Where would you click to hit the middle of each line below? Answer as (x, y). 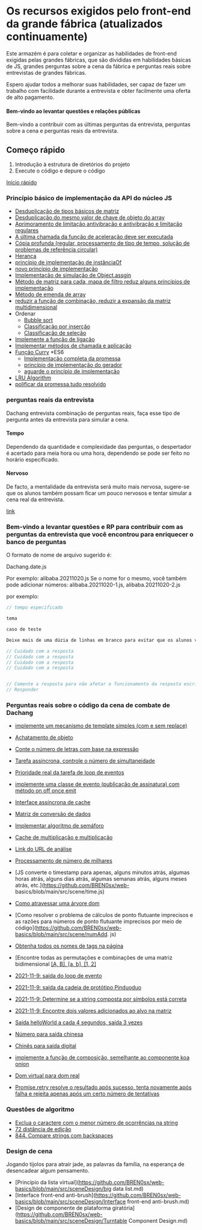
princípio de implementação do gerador (73, 365)
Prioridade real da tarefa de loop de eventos (69, 773)
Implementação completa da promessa (72, 359)
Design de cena (29, 1151)
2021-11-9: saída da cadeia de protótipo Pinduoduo (78, 987)
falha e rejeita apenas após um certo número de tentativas (87, 1094)
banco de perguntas (36, 542)
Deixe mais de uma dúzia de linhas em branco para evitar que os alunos (99, 640)
